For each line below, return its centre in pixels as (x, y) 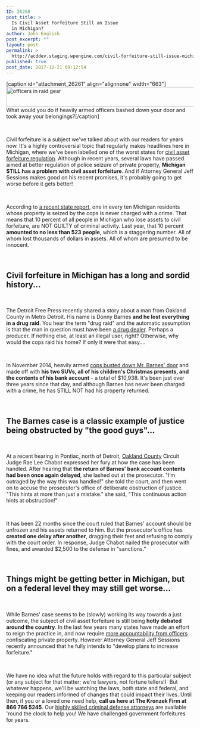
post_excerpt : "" (28, 39)
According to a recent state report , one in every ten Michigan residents (93, 207)
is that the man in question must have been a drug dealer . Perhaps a (90, 330)
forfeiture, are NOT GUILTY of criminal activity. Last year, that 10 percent (95, 226)
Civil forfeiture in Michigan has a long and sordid (98, 275)
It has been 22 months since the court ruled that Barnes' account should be (99, 523)
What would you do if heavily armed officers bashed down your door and (96, 110)
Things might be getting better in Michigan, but (96, 579)
